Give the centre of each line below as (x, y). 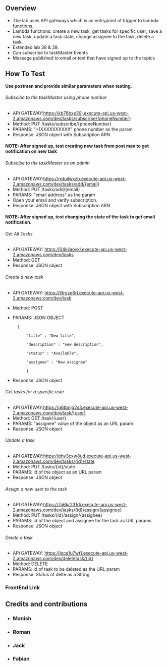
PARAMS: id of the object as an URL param (57, 472)
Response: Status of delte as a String (51, 575)
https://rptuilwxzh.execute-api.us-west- (85, 178)
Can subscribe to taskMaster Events (50, 52)
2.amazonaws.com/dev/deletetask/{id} (53, 559)
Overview (21, 8)
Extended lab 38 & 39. (36, 47)
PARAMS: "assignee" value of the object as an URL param (73, 423)
